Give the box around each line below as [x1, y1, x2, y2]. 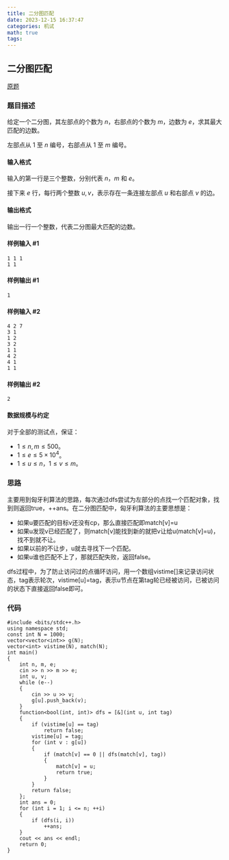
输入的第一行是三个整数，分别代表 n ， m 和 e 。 [7, 174, 139, 182]
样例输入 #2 [7, 307, 41, 315]
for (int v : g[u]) [31, 739, 87, 746]
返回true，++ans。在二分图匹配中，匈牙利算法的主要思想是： [18, 504, 193, 512]
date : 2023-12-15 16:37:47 [7, 16, 84, 23]
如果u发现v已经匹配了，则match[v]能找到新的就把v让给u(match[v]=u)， [16, 527, 219, 535]
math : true [7, 29, 38, 36]
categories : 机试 [7, 23, 55, 29]
